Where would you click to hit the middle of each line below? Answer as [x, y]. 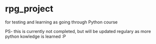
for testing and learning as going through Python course [61, 22]
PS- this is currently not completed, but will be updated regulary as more [78, 31]
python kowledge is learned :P [36, 36]
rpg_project [29, 9]
